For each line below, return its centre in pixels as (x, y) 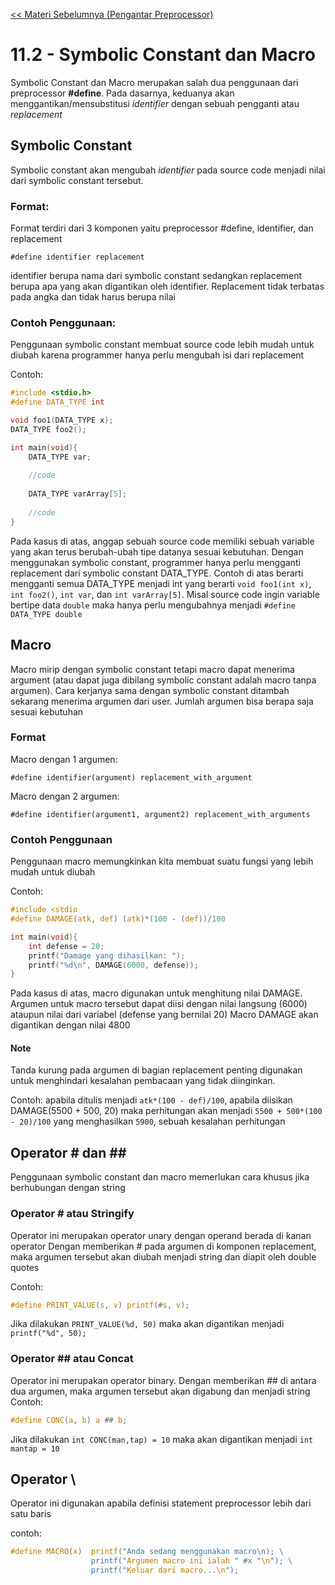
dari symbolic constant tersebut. (77, 180)
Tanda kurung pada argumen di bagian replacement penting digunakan (156, 1070)
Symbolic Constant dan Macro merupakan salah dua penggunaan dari (154, 82)
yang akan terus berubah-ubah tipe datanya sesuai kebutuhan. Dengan (157, 551)
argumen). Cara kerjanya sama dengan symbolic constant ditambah (150, 690)
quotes (25, 1267)
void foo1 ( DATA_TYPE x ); (62, 420)
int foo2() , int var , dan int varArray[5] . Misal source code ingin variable (165, 594)
